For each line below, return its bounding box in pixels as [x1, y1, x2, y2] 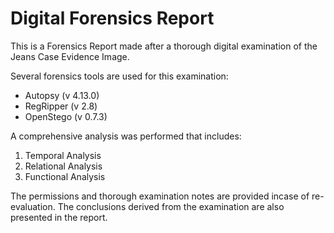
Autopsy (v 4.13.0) [24, 89, 100, 101]
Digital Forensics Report [10, 7, 215, 30]
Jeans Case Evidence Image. [10, 50, 130, 62]
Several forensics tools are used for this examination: [10, 70, 229, 82]
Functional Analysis [24, 170, 106, 182]
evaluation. [10, 200, 56, 212]
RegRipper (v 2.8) [24, 100, 98, 112]
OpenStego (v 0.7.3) [24, 110, 108, 122]
